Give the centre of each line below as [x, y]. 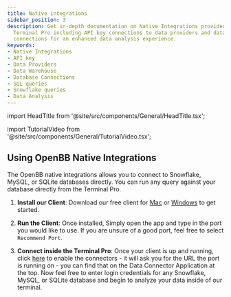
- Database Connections [41, 77]
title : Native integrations [47, 13]
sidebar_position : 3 [37, 20]
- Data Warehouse [32, 71]
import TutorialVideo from [44, 129]
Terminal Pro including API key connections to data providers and [112, 33]
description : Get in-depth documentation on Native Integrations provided [117, 26]
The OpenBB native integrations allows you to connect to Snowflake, [104, 174]
